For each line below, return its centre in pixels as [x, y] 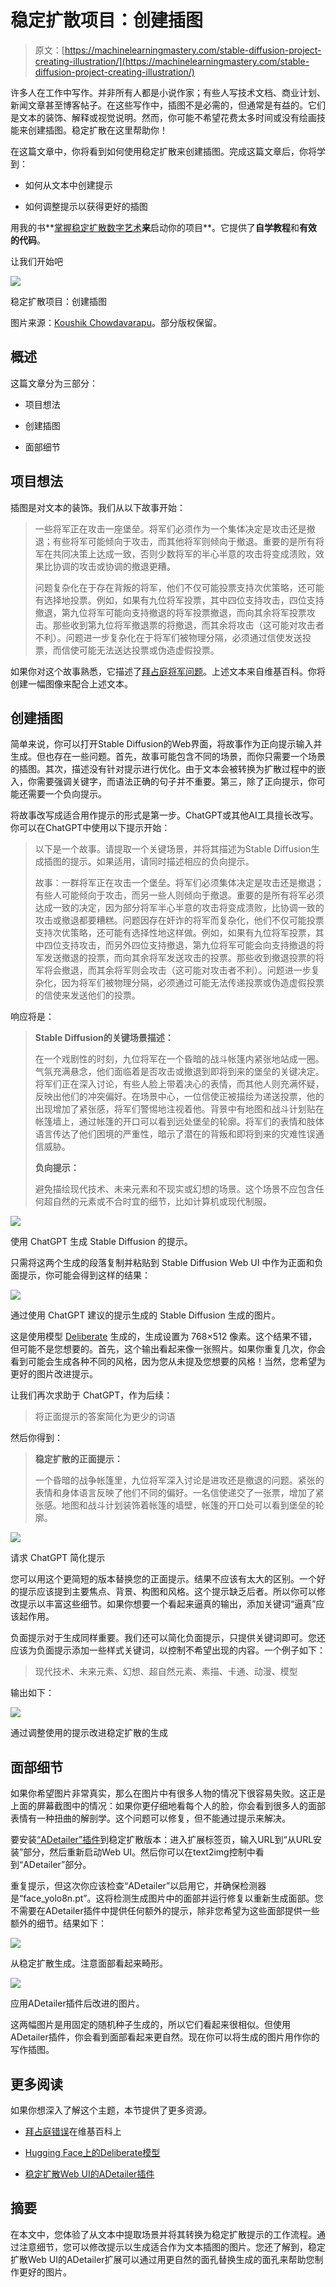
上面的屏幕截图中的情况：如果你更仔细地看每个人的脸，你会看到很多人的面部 [168, 1806]
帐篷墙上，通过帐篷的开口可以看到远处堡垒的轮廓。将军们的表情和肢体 [179, 1122]
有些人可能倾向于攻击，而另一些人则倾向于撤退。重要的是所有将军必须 [179, 895]
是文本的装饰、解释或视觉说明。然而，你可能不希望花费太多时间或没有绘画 [163, 117]
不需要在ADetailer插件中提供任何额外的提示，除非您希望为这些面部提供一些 [165, 1911]
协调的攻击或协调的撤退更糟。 [114, 566]
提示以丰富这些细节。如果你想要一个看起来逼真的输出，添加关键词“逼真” [167, 1604]
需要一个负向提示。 [67, 794]
